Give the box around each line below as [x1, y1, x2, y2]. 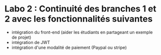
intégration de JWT [11, 39, 50, 45]
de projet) [11, 34, 32, 40]
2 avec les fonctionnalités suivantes [4, 13, 153, 24]
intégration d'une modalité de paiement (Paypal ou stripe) [11, 44, 127, 50]
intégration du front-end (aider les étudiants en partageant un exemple [11, 29, 153, 35]
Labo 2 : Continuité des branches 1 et [4, 3, 157, 14]
